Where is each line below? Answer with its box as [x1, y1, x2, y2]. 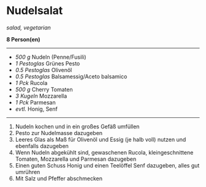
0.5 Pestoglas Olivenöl [15, 66, 72, 73]
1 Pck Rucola [15, 79, 48, 86]
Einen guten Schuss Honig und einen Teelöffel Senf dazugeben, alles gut [15, 161, 200, 169]
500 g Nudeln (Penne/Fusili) [15, 53, 86, 61]
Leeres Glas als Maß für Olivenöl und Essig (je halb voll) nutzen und [15, 136, 186, 143]
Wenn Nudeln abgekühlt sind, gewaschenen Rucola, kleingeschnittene [15, 148, 194, 156]
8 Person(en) [6, 35, 41, 43]
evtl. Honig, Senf [15, 105, 58, 112]
